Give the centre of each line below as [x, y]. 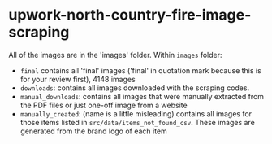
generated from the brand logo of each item [94, 131]
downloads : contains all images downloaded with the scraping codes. [135, 88]
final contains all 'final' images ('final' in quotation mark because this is [140, 70]
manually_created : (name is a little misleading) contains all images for [136, 113]
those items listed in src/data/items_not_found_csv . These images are [138, 122]
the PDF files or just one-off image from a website [104, 105]
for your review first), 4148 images [78, 79]
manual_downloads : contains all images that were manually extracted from [142, 96]
